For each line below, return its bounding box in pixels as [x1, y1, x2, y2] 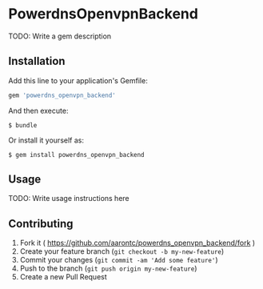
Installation [8, 54, 66, 68]
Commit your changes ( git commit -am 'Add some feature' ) [19, 255, 218, 265]
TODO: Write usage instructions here [8, 194, 130, 203]
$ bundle [8, 121, 38, 129]
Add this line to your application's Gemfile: [8, 75, 148, 85]
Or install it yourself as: [8, 135, 84, 145]
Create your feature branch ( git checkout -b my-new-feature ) [19, 247, 225, 256]
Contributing [8, 217, 74, 231]
